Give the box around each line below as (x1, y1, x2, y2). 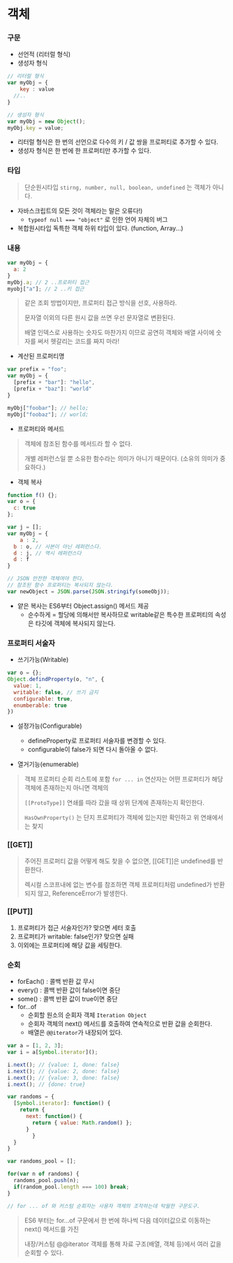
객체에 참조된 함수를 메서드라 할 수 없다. (24, 439, 133, 447)
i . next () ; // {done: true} (7, 1081, 86, 1088)
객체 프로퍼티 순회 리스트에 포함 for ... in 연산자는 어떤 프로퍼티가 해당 (24, 775, 223, 784)
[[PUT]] (7, 906, 33, 916)
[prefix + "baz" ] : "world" (13, 385, 92, 393)
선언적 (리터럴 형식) (17, 50, 71, 59)
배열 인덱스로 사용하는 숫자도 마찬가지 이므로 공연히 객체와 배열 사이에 (24, 329, 215, 337)
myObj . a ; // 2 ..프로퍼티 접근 (7, 278, 89, 286)
